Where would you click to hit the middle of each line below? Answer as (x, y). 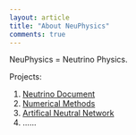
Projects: (25, 77)
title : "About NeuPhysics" (59, 26)
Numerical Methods (59, 104)
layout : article (39, 17)
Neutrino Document (59, 94)
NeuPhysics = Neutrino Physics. (68, 60)
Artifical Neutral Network (68, 114)
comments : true (38, 34)
